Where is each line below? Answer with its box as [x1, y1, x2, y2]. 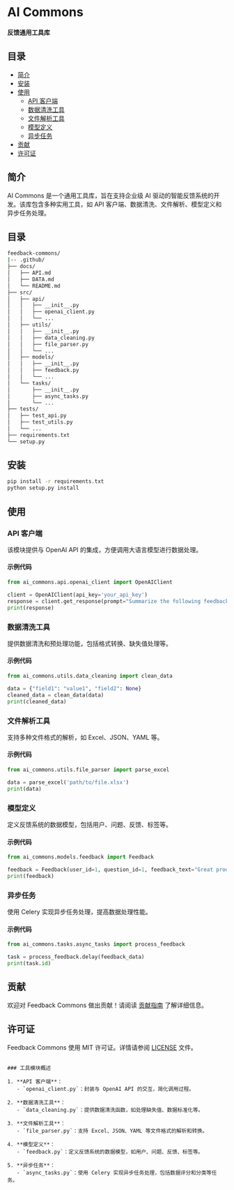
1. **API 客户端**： [7, 1078, 63, 1085]
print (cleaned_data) [7, 698, 68, 705]
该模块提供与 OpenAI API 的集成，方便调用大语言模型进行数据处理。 [7, 545, 203, 553]
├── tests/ [7, 406, 39, 412]
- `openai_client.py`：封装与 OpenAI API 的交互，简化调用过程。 [16, 1085, 194, 1092]
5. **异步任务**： [7, 1161, 56, 1169]
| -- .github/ [7, 256, 45, 264]
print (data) [7, 785, 42, 792]
